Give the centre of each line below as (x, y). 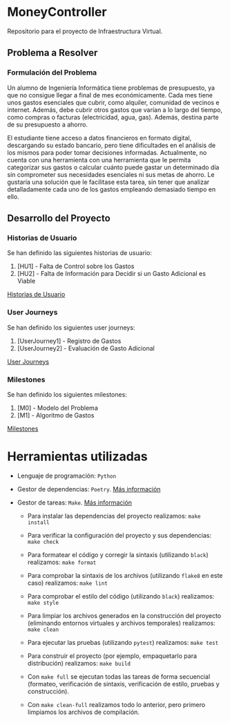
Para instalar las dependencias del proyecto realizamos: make (114, 516)
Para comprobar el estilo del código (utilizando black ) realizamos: (121, 596)
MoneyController (57, 12)
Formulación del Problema (52, 73)
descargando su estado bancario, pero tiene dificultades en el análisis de (112, 145)
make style (43, 603)
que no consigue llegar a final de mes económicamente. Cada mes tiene (110, 95)
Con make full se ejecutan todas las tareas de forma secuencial (119, 676)
